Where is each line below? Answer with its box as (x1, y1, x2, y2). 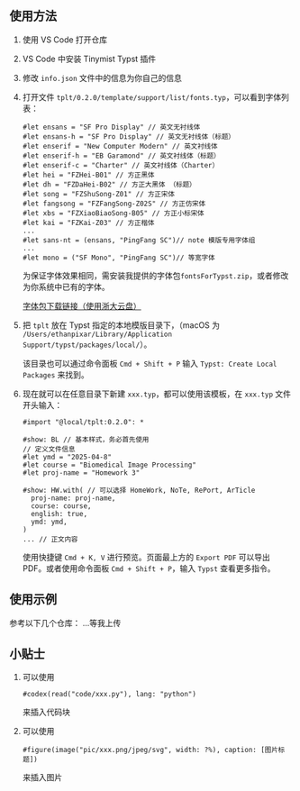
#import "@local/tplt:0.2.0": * (22, 417, 144, 426)
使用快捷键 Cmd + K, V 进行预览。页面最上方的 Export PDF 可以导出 (22, 551, 270, 562)
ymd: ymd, (31, 517, 68, 526)
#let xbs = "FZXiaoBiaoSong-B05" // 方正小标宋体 (22, 208, 205, 218)
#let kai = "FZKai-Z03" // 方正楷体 (22, 218, 155, 227)
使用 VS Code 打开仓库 (22, 34, 108, 45)
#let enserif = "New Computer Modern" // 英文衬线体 (22, 141, 218, 150)
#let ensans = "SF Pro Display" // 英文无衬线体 (22, 123, 201, 132)
